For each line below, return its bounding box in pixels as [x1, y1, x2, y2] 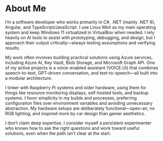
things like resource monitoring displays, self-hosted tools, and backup [5, 90, 149, 96]
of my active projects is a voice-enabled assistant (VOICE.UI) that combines [5, 64, 159, 71]
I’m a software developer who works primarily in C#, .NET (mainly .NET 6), [5, 19, 156, 25]
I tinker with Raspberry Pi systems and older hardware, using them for [5, 84, 146, 90]
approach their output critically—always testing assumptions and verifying [5, 40, 156, 45]
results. [5, 45, 21, 51]
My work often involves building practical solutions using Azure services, [5, 54, 153, 60]
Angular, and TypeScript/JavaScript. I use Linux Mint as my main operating [5, 24, 156, 30]
